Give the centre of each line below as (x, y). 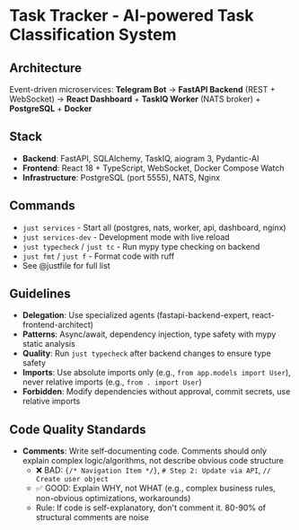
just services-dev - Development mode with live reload (126, 237)
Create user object (72, 480)
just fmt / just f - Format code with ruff (98, 256)
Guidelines (40, 294)
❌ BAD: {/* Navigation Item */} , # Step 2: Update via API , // (153, 470)
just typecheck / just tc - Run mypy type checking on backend (141, 246)
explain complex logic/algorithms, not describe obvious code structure (153, 461)
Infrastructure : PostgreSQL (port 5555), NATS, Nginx (121, 177)
